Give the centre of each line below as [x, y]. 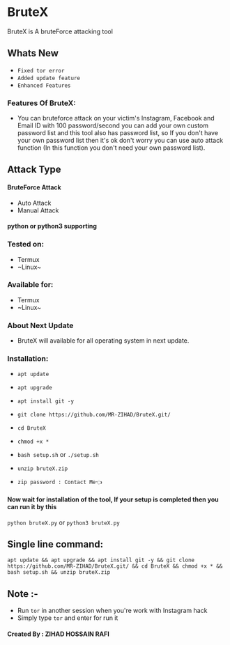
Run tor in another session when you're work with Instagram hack [112, 611]
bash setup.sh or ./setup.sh [58, 455]
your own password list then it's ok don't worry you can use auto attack [120, 141]
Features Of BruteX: [42, 103]
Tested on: [25, 244]
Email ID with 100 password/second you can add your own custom [113, 125]
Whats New [33, 53]
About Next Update [40, 325]
